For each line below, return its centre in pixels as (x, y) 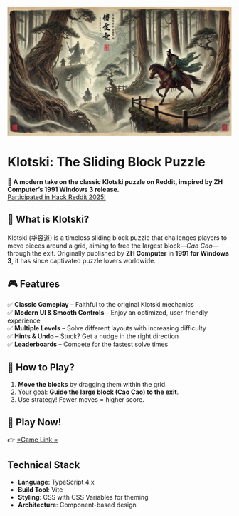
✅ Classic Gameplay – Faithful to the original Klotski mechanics (101, 305)
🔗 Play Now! (34, 422)
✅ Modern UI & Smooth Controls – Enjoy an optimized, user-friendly (108, 313)
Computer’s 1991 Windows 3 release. (63, 189)
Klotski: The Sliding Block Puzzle (106, 162)
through (19, 253)
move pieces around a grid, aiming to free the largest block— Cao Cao (110, 246)
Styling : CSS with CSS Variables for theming (83, 497)
